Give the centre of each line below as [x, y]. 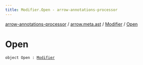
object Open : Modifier [30, 57]
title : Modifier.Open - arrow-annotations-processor [61, 10]
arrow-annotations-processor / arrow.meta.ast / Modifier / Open [71, 24]
